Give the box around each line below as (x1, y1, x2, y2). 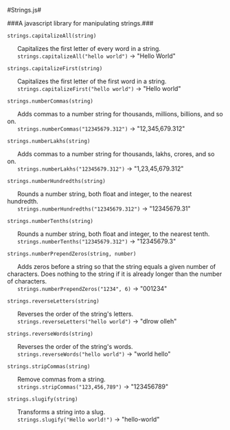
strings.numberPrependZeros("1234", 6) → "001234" (16, 285, 168, 292)
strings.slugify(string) (7, 396, 78, 402)
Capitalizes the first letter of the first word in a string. (16, 77, 167, 85)
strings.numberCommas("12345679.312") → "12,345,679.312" (16, 125, 185, 133)
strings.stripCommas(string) (7, 363, 91, 370)
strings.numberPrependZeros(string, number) (7, 250, 137, 257)
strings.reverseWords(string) (7, 330, 94, 337)
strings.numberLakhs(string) (7, 138, 91, 144)
